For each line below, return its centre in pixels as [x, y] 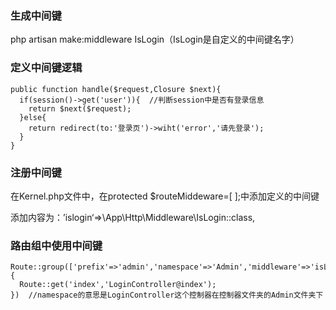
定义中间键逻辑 [46, 68]
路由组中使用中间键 [56, 245]
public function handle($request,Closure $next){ [116, 89]
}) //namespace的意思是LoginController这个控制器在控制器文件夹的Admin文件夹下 [167, 295]
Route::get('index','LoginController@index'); [118, 285]
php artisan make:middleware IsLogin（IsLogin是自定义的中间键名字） [155, 39]
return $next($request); [80, 108]
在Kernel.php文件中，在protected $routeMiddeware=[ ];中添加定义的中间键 [165, 196]
